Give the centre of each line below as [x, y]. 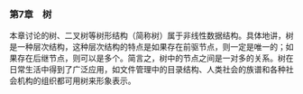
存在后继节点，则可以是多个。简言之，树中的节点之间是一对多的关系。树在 [155, 58]
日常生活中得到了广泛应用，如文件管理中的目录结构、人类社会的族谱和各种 [147, 70]
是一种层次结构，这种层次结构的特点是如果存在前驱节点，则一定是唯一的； [147, 47]
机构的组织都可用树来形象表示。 [76, 81]
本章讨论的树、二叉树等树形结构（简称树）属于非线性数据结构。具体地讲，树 [151, 36]
